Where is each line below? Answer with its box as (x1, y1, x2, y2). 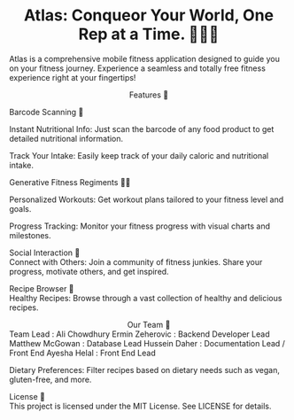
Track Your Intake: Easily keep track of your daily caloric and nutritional (9, 150, 269, 160)
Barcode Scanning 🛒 (9, 106, 84, 117)
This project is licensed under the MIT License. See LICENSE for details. (9, 401, 272, 411)
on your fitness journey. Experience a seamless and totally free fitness (9, 63, 266, 74)
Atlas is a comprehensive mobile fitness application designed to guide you (9, 53, 281, 64)
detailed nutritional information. (9, 133, 124, 144)
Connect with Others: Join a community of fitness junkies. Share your (9, 256, 263, 267)
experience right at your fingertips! (9, 72, 136, 82)
